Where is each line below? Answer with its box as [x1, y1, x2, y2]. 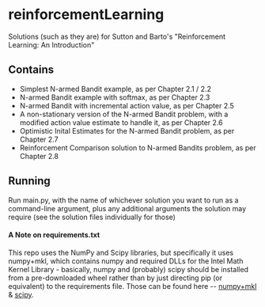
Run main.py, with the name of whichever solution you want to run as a [8, 195, 239, 205]
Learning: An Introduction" [8, 40, 95, 49]
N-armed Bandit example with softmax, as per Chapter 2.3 [19, 93, 210, 102]
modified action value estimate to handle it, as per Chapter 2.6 [19, 117, 223, 127]
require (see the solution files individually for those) [8, 212, 176, 222]
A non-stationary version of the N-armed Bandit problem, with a [19, 109, 229, 119]
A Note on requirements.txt [8, 230, 100, 240]
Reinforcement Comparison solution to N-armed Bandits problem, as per [19, 142, 256, 152]
